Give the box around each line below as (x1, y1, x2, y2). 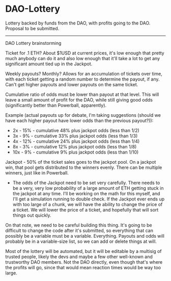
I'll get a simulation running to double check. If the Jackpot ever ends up (12, 196, 165, 202)
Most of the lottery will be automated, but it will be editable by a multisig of (5, 248, 162, 254)
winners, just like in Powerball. (5, 169, 69, 176)
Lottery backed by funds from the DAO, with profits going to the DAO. (5, 20, 151, 26)
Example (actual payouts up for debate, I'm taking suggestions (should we (5, 112, 161, 118)
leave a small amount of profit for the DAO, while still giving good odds (5, 96, 153, 103)
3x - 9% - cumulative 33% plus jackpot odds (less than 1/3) (12, 133, 138, 139)
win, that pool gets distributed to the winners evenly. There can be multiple (5, 164, 162, 170)
